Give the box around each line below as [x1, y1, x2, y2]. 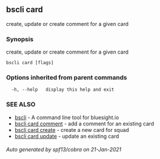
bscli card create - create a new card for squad [14, 126, 129, 133]
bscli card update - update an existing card [14, 132, 119, 140]
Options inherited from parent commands [6, 74, 128, 82]
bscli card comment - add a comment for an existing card [14, 120, 154, 127]
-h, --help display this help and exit [11, 87, 115, 93]
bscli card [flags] [6, 60, 54, 66]
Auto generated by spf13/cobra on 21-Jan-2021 [6, 146, 122, 153]
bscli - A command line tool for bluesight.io [14, 114, 119, 121]
